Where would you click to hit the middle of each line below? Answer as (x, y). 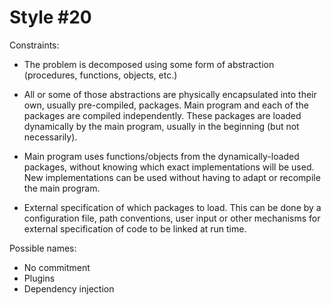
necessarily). (50, 137)
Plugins (39, 278)
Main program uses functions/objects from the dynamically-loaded (161, 156)
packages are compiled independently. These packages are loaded (162, 115)
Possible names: (43, 248)
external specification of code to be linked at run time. (135, 228)
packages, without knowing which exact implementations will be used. (169, 167)
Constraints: (34, 45)
